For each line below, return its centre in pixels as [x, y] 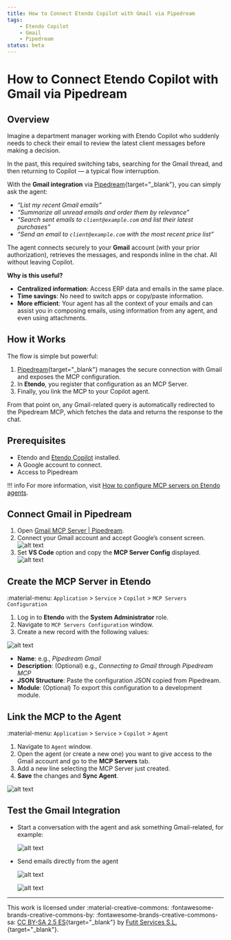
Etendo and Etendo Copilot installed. [68, 457]
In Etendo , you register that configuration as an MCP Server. [103, 384]
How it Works [36, 340]
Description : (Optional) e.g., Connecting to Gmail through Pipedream [115, 666]
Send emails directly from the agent [68, 861]
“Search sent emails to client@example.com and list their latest [105, 220]
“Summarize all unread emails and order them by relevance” [103, 212]
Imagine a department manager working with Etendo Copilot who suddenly [113, 136]
